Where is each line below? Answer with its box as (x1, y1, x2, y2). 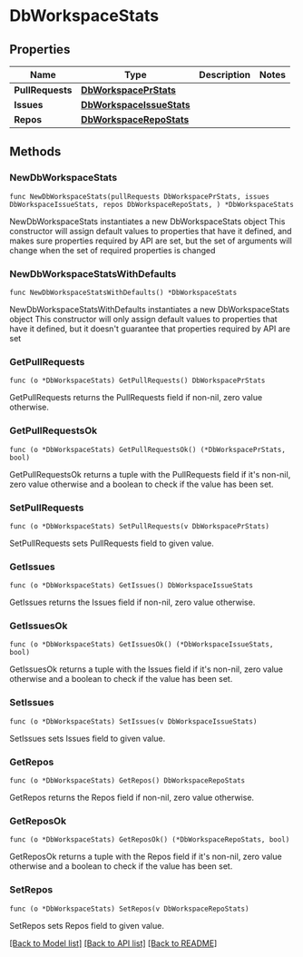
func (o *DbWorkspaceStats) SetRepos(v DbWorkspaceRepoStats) (9, 904, 249, 913)
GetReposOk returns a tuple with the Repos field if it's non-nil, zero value (9, 851, 283, 863)
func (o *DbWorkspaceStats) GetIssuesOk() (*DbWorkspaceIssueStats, (9, 640, 274, 649)
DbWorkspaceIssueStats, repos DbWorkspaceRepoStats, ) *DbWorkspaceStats (9, 200, 295, 209)
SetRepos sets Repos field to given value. (9, 920, 165, 931)
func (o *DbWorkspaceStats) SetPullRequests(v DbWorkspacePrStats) (9, 521, 270, 531)
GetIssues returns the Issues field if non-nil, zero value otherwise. (9, 597, 256, 608)
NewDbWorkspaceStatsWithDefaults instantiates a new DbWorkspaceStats (9, 303, 290, 314)
